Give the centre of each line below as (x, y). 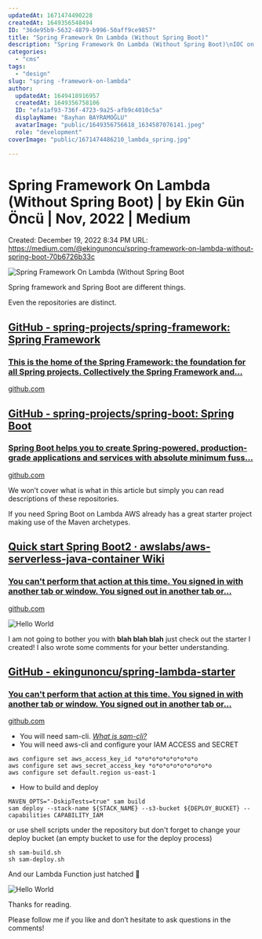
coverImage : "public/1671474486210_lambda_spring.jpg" (100, 139)
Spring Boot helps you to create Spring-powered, (104, 448)
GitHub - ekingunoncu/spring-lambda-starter (122, 672)
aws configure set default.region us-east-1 (82, 773)
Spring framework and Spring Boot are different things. (97, 287)
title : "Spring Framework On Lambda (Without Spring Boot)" (109, 37)
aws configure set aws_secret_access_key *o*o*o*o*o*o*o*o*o (110, 766)
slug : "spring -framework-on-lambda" (70, 81)
